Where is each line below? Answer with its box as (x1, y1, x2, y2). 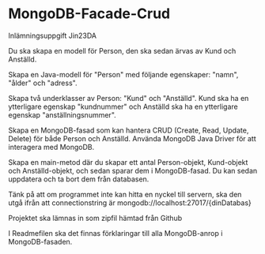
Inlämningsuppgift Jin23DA (8, 31, 97, 40)
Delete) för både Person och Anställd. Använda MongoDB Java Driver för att (8, 133, 257, 143)
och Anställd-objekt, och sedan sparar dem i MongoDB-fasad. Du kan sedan (8, 166, 258, 175)
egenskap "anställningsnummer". (8, 110, 116, 119)
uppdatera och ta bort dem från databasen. (8, 174, 150, 184)
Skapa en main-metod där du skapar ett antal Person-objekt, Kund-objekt (8, 157, 248, 166)
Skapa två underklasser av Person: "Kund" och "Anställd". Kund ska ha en (8, 93, 249, 103)
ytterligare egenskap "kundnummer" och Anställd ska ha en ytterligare (8, 102, 239, 111)
